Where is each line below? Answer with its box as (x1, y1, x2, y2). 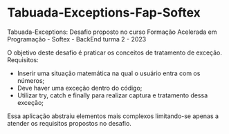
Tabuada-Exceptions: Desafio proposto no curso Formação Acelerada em (7, 28, 217, 36)
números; (17, 76, 45, 84)
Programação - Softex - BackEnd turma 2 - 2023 (7, 35, 147, 43)
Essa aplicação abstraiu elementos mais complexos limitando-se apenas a (7, 112, 219, 120)
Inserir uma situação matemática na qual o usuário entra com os (17, 69, 201, 77)
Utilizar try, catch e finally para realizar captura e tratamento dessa (17, 91, 208, 99)
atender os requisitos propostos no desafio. (7, 119, 131, 127)
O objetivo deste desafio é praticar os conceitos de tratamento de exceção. (7, 48, 223, 57)
